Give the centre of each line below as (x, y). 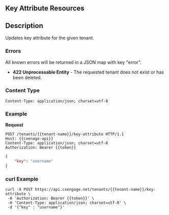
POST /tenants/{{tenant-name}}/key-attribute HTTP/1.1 (65, 134)
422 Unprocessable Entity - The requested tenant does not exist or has (88, 72)
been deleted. (27, 77)
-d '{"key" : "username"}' (36, 207)
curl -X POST (19, 190)
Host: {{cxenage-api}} (29, 139)
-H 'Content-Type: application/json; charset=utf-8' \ (67, 203)
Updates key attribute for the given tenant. (50, 38)
